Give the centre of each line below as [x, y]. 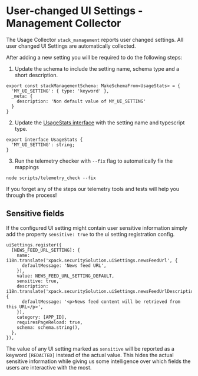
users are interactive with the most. [49, 367]
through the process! [32, 195]
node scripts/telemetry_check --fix [51, 178]
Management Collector [64, 23]
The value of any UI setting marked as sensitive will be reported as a [90, 348]
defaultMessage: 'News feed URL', [64, 265]
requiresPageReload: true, [50, 322]
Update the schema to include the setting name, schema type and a [97, 68]
